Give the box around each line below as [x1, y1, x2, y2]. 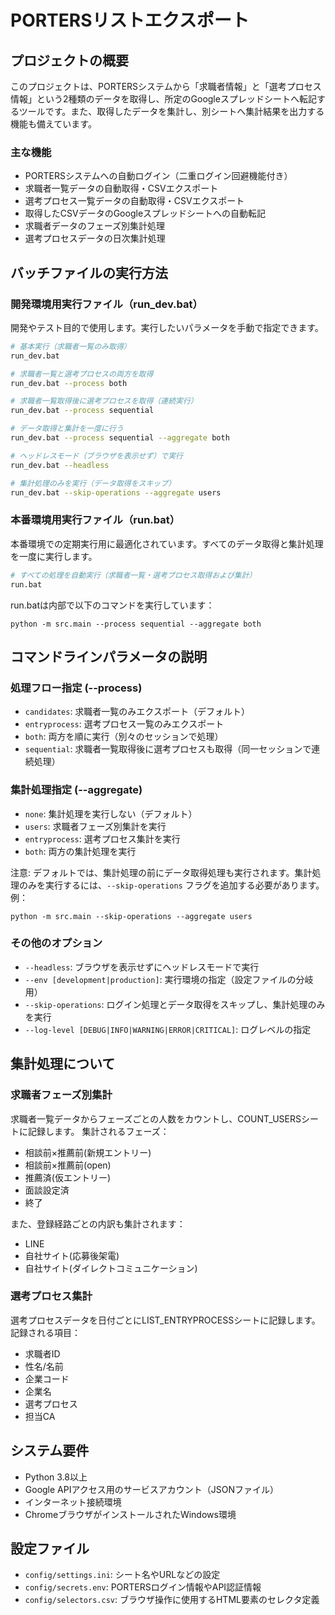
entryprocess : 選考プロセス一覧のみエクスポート [24, 718, 225, 730]
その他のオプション [10, 936, 103, 950]
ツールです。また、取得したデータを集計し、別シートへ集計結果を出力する [18, 106, 325, 117]
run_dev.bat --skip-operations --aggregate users [10, 487, 222, 498]
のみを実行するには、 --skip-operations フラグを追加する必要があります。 [18, 879, 325, 891]
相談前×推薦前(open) [24, 1159, 112, 1171]
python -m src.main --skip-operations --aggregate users [10, 911, 253, 921]
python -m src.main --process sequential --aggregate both [10, 619, 262, 629]
